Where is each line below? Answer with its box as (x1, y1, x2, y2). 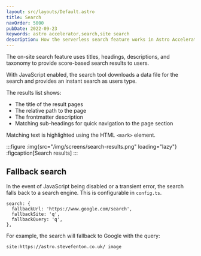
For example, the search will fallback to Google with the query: (6, 232, 160, 239)
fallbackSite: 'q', (11, 211, 60, 217)
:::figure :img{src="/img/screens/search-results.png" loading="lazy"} (6, 143, 178, 150)
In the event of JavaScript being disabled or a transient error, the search (6, 182, 184, 189)
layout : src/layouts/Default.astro (6, 8, 95, 15)
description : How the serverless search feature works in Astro (6, 37, 170, 43)
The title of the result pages (14, 101, 84, 108)
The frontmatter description (14, 113, 84, 121)
